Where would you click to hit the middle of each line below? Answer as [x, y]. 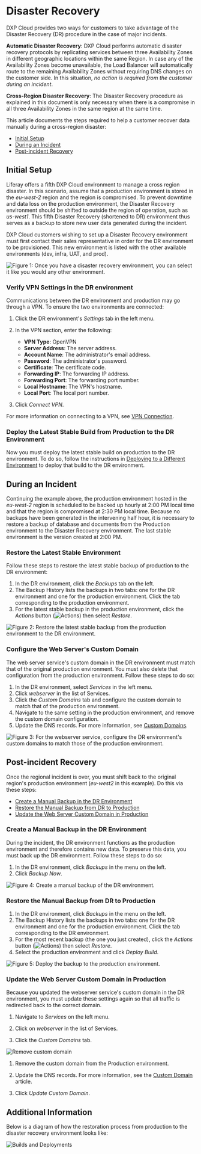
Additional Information [49, 1112]
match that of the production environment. [67, 706]
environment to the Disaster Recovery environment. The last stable [89, 531]
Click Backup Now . [38, 873]
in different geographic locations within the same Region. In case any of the [100, 58]
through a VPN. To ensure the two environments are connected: [85, 307]
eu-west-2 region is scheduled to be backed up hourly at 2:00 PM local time [100, 505]
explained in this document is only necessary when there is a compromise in [100, 102]
